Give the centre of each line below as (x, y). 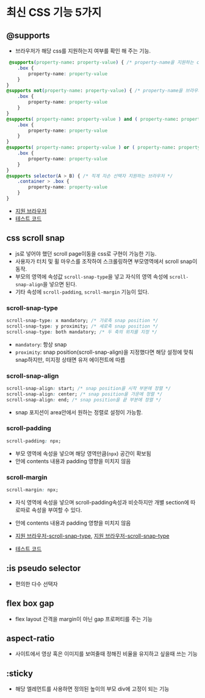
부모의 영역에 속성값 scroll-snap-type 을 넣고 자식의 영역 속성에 (92, 276)
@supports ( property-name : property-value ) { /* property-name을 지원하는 (101, 62)
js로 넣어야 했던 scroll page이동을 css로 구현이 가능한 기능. (86, 253)
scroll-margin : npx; (33, 490)
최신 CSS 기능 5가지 (54, 13)
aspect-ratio (31, 638)
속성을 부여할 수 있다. (57, 509)
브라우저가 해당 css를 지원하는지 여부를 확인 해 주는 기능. (83, 51)
